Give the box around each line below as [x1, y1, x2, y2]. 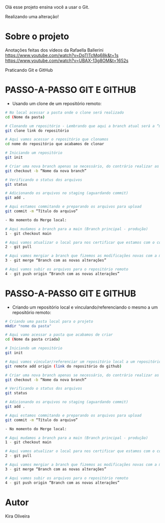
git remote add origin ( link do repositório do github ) [5, 364, 122, 369]
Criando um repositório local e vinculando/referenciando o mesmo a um [12, 304, 158, 310]
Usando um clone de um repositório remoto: [12, 100, 102, 106]
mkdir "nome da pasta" [5, 323, 52, 328]
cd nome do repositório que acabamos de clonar [5, 142, 105, 146]
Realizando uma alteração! [5, 14, 59, 19]
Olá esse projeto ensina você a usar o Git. [5, 4, 89, 10]
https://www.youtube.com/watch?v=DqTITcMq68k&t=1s [5, 52, 119, 58]
